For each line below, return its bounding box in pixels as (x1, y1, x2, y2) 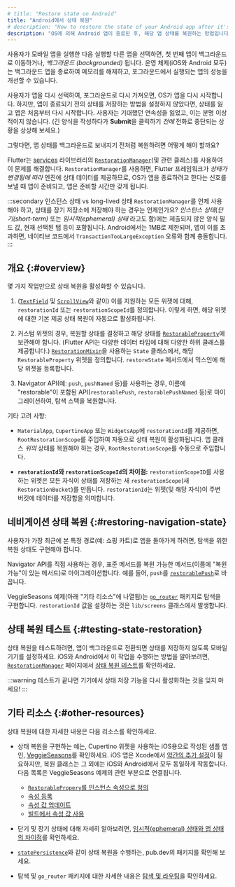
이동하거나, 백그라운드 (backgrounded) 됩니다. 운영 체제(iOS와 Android (14, 59, 212, 67)
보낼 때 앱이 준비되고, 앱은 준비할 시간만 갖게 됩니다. (7, 182, 149, 191)
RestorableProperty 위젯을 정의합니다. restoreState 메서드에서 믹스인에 (17, 355, 218, 364)
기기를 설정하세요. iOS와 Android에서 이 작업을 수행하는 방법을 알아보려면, (7, 652, 210, 661)
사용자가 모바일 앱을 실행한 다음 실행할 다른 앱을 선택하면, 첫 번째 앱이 (7, 50, 197, 58)
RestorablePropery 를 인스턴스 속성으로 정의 (27, 783, 149, 792)
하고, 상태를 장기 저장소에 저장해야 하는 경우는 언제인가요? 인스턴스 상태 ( (20, 206, 218, 214)
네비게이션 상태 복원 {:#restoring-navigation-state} (7, 516, 227, 528)
